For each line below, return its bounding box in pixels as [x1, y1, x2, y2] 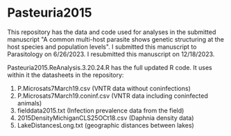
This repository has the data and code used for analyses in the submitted [7, 28, 216, 36]
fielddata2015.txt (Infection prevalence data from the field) [17, 106, 185, 114]
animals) [17, 99, 42, 107]
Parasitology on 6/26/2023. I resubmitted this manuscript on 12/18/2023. [7, 50, 215, 58]
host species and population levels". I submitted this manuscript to [7, 42, 197, 51]
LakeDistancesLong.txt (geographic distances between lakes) [17, 121, 194, 129]
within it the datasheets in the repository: [7, 71, 124, 79]
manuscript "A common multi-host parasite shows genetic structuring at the [7, 35, 224, 43]
